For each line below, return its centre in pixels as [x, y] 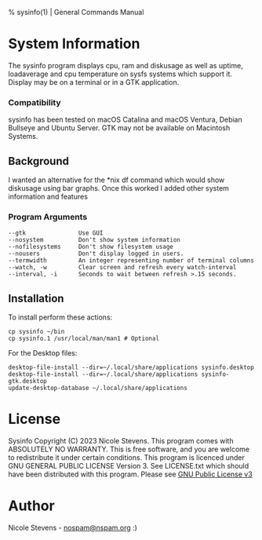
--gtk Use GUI [56, 233]
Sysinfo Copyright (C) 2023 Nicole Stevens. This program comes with [121, 441]
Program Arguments [48, 217]
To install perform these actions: [60, 317]
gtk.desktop [27, 381]
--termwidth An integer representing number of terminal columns [131, 261]
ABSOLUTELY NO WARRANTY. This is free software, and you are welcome [129, 449]
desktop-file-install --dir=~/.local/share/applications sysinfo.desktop [131, 368]
